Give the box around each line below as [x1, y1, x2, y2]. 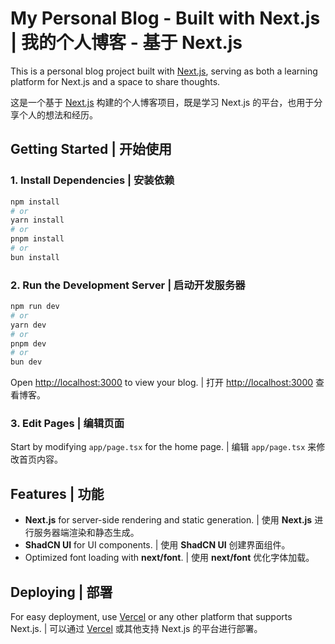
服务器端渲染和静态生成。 [33, 527, 140, 539]
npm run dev [10, 302, 60, 312]
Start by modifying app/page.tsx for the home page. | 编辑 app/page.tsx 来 [10, 441, 317, 453]
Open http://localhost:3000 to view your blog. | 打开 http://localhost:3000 [10, 377, 314, 389]
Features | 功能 [10, 485, 105, 502]
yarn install [10, 215, 65, 226]
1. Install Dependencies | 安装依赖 [10, 173, 175, 187]
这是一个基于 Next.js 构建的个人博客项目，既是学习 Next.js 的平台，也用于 [10, 96, 315, 108]
